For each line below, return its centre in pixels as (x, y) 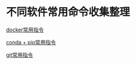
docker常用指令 (25, 30)
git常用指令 (20, 55)
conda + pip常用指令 (31, 42)
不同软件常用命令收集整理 (68, 12)
